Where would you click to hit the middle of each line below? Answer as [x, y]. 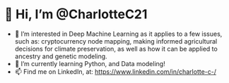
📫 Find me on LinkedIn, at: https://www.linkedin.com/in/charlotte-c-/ [115, 71]
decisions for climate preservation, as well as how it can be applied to [116, 49]
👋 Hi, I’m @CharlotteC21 [76, 14]
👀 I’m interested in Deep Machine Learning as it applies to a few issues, [118, 34]
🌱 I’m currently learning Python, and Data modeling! [90, 63]
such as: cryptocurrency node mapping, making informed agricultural [116, 41]
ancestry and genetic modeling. [61, 56]
